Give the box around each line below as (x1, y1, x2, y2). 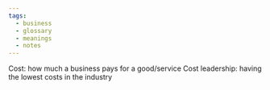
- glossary (15, 27, 52, 35)
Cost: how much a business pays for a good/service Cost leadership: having (8, 63, 262, 73)
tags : (8, 11, 27, 20)
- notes (15, 42, 42, 50)
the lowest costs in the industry (8, 72, 113, 82)
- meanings (15, 34, 52, 43)
